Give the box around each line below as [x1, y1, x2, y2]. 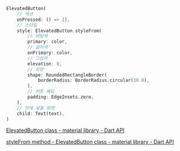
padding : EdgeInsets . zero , [27, 94, 94, 100]
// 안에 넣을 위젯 [17, 105, 55, 111]
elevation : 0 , [27, 61, 62, 67]
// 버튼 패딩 [27, 89, 54, 95]
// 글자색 [27, 45, 48, 51]
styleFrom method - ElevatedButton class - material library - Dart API [6, 139, 174, 146]
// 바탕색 [27, 33, 48, 39]
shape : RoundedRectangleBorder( [27, 72, 108, 78]
